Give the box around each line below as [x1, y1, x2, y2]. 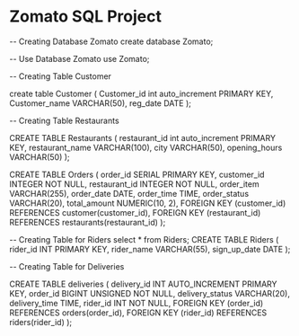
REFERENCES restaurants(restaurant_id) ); [9, 217, 166, 227]
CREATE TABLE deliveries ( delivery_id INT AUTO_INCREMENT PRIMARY [9, 279, 277, 289]
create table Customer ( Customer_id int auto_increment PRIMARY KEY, [9, 88, 274, 99]
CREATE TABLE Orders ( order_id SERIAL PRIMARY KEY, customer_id [9, 169, 265, 180]
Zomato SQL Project [9, 6, 162, 27]
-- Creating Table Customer [9, 70, 112, 82]
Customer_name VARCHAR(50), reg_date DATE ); [9, 97, 191, 109]
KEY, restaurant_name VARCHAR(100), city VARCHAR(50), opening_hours [9, 142, 283, 153]
